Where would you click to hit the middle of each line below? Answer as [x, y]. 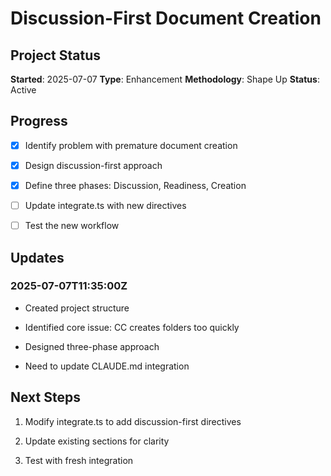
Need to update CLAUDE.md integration [107, 366]
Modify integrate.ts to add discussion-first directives [133, 421]
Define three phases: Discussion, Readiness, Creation [135, 185]
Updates [37, 257]
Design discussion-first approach [93, 165]
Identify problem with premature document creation [131, 145]
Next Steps [45, 397]
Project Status [56, 55]
